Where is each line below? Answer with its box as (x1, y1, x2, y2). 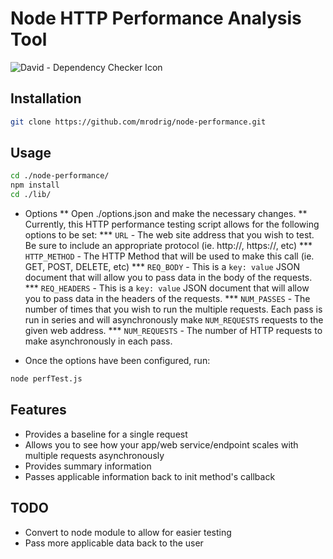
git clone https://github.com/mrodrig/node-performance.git (10, 117, 267, 127)
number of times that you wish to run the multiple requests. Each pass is (24, 303, 323, 316)
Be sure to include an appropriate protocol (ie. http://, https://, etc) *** (24, 240, 313, 252)
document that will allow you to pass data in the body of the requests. (24, 272, 313, 284)
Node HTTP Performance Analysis (10, 7, 302, 30)
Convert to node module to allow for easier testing (24, 526, 232, 538)
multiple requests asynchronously (24, 449, 165, 461)
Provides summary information (24, 460, 152, 472)
